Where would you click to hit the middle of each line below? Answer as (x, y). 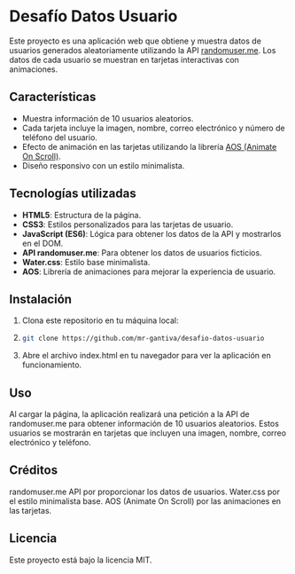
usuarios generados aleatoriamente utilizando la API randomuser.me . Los (143, 50)
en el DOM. (43, 243)
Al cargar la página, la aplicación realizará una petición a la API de (129, 414)
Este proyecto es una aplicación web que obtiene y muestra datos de (135, 41)
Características (53, 97)
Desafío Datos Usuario (93, 16)
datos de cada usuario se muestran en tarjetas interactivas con (124, 59)
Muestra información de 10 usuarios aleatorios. (108, 118)
